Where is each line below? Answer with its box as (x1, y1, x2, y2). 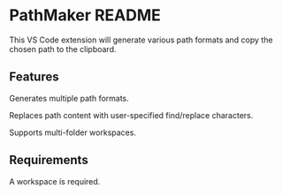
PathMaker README (9, 5, 162, 26)
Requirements (9, 153, 88, 168)
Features (9, 70, 59, 85)
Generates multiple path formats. (9, 93, 130, 103)
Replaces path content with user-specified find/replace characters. (9, 109, 254, 120)
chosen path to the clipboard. (9, 43, 117, 54)
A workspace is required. (9, 176, 101, 186)
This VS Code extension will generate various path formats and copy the (9, 34, 273, 45)
